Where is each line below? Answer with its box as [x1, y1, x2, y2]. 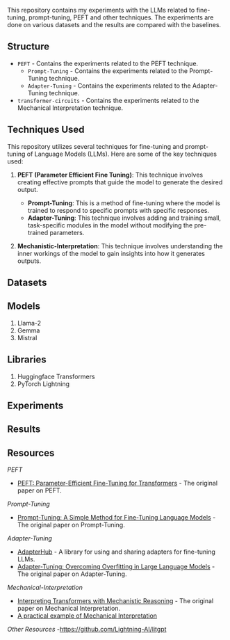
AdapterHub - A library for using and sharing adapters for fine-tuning [17, 547, 215, 556]
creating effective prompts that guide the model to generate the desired [17, 177, 223, 186]
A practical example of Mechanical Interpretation [17, 611, 158, 620]
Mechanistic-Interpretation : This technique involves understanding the [17, 241, 224, 250]
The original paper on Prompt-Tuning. [17, 521, 125, 529]
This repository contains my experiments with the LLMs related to [7, 6, 195, 14]
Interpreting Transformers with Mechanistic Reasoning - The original [17, 597, 214, 605]
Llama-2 [17, 319, 42, 327]
